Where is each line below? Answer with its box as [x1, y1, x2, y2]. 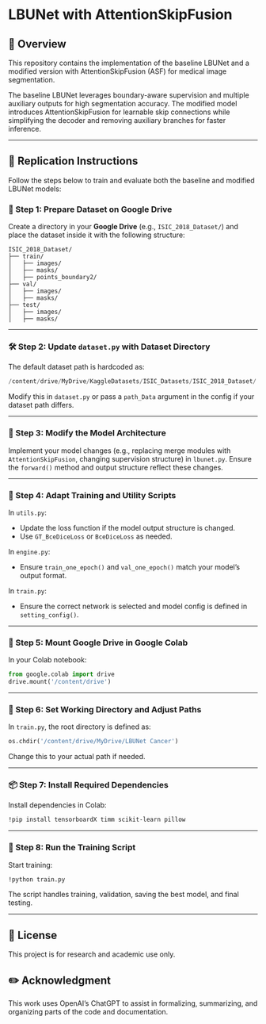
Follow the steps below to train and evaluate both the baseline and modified [8, 175, 255, 185]
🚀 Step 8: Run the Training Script [8, 842, 136, 853]
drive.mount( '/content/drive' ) [8, 678, 112, 686]
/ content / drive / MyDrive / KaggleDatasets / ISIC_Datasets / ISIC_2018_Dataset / [8, 378, 257, 385]
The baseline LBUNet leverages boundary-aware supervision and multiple [8, 90, 249, 100]
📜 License [8, 928, 58, 942]
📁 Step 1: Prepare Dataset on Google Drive [8, 204, 173, 215]
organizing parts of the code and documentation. [8, 1007, 169, 1017]
